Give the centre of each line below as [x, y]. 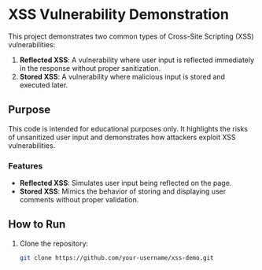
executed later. [44, 85]
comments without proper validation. [79, 200]
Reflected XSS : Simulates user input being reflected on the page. [125, 183]
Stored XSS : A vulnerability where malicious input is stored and [122, 76]
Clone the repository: [54, 243]
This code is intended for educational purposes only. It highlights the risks [128, 128]
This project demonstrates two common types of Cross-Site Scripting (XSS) [131, 36]
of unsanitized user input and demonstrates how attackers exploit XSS [122, 137]
